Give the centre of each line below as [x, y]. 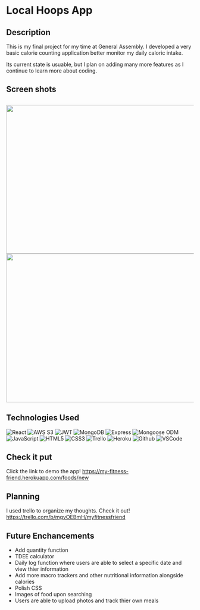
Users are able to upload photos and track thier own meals [87, 600]
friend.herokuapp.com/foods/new [48, 478]
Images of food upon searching [53, 595]
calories [24, 582]
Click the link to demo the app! [44, 471]
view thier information [42, 569]
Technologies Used [43, 418]
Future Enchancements [50, 536]
